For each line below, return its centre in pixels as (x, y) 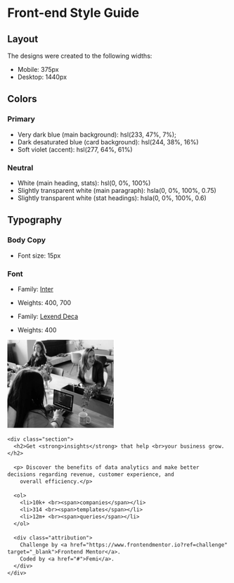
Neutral (20, 168)
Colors (22, 99)
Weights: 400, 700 (44, 302)
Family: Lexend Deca (48, 316)
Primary (21, 119)
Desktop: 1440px (42, 77)
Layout (23, 39)
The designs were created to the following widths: (80, 56)
